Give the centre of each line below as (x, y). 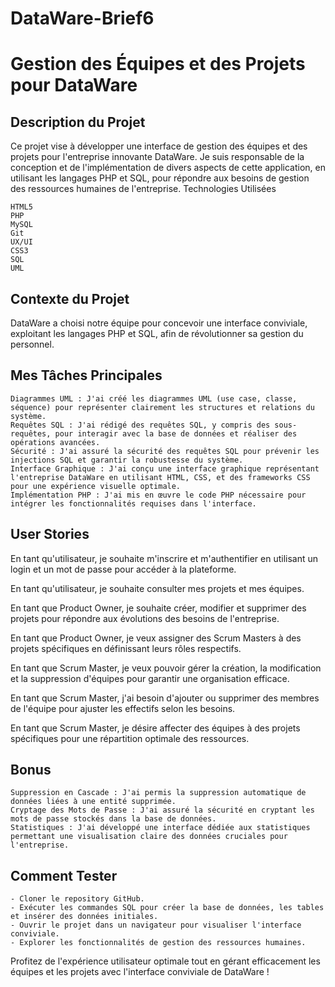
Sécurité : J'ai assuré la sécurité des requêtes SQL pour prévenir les (165, 451)
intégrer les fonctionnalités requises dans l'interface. (133, 503)
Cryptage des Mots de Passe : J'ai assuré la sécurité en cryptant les (162, 810)
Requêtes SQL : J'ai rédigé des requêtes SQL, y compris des (140, 425)
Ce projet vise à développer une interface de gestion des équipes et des (159, 146)
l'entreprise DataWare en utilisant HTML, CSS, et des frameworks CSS (160, 477)
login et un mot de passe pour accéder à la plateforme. (123, 569)
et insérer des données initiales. (84, 917)
